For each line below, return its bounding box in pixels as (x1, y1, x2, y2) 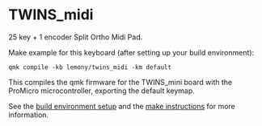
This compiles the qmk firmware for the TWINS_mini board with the (8, 77, 233, 87)
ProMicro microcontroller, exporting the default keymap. (8, 86, 196, 96)
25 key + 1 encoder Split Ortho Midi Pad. (8, 32, 143, 42)
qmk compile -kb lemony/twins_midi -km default (8, 63, 172, 71)
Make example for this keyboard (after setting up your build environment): (8, 47, 255, 57)
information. (8, 110, 49, 120)
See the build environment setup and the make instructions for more (8, 101, 236, 111)
